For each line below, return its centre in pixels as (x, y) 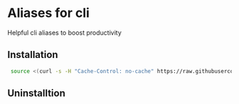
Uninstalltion (36, 93)
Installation (33, 55)
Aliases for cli (49, 13)
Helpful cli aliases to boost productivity (65, 33)
